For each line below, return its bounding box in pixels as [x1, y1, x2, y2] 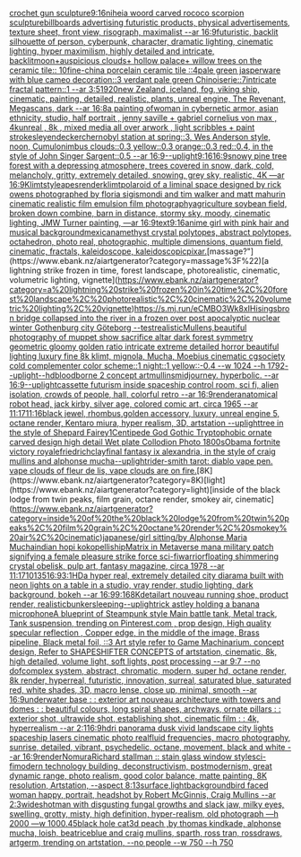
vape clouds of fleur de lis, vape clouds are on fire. [9, 466, 197, 476]
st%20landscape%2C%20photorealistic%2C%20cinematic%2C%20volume [9, 293, 292, 304]
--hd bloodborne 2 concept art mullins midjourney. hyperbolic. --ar [38, 370, 279, 380]
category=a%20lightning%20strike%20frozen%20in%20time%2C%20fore [9, 284, 288, 294]
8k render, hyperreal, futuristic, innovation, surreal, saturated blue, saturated [9, 675, 292, 686]
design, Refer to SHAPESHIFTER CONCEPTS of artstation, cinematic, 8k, [9, 646, 278, 657]
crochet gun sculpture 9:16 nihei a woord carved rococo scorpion [9, 8, 245, 18]
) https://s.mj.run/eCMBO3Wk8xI [131, 303, 251, 313]
